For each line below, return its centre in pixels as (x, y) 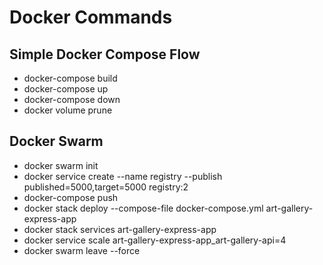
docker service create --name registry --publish (123, 176)
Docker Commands (91, 17)
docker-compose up (66, 89)
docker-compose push (71, 197)
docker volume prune (68, 110)
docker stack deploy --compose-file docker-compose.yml (143, 208)
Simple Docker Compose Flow (105, 54)
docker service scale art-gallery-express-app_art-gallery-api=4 (155, 240)
